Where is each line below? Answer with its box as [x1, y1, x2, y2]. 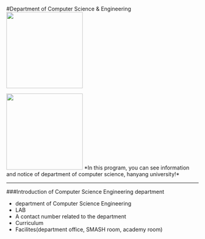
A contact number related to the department [15, 213, 126, 220]
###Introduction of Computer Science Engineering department [6, 188, 165, 195]
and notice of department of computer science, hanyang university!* [6, 171, 180, 177]
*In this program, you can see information [84, 164, 190, 171]
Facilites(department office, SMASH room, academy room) [15, 226, 163, 233]
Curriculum [15, 219, 44, 226]
